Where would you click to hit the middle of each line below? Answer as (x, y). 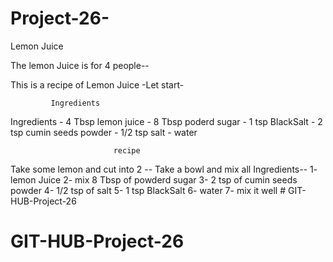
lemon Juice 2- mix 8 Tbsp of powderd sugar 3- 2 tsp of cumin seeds (154, 179)
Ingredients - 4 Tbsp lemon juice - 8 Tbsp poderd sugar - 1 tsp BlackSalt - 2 (166, 121)
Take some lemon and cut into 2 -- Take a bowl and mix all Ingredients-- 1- (164, 169)
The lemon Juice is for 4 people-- (80, 65)
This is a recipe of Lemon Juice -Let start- (97, 84)
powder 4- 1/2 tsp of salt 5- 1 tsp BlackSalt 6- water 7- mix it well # (148, 190)
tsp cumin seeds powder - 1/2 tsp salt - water (104, 132)
